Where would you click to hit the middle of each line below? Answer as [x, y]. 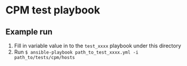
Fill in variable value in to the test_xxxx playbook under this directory [98, 46]
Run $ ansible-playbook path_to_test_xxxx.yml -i [76, 52]
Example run [29, 32]
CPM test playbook [53, 10]
